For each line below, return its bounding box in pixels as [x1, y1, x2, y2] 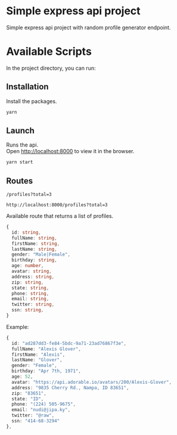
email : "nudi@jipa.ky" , [11, 407, 70, 413]
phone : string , [11, 290, 49, 296]
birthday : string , [11, 257, 58, 263]
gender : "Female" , [11, 362, 58, 369]
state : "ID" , [11, 396, 44, 402]
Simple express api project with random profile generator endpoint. [6, 24, 171, 31]
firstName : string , [11, 240, 60, 247]
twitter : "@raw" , [11, 412, 55, 418]
